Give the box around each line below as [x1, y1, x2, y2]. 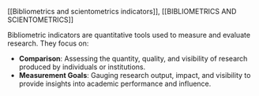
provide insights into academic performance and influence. [18, 79, 212, 88]
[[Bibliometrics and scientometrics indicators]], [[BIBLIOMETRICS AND [7, 7, 237, 16]
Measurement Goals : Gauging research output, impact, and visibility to [18, 71, 251, 79]
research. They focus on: [7, 39, 89, 48]
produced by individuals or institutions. [18, 62, 146, 72]
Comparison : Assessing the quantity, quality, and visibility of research [18, 54, 248, 63]
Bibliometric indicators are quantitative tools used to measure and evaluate [7, 31, 250, 39]
